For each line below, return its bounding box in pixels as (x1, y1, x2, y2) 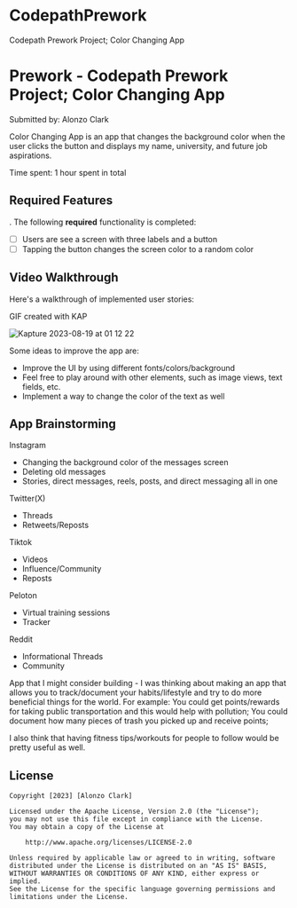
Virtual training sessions (21, 607, 111, 618)
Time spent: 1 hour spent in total (9, 167, 127, 178)
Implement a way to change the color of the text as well (21, 391, 225, 401)
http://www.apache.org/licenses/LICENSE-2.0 (25, 838, 192, 848)
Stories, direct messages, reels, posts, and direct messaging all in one (21, 476, 278, 486)
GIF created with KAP (9, 311, 88, 321)
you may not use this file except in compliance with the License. (9, 815, 264, 824)
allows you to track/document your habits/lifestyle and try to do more (9, 687, 262, 698)
